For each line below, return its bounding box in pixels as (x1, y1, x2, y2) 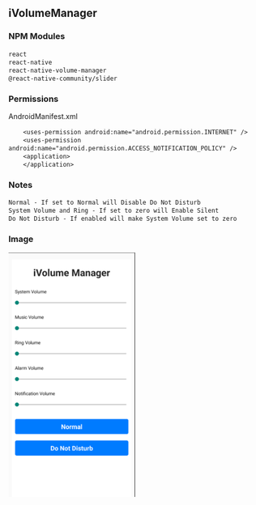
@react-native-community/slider (8, 74, 117, 83)
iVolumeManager (8, 6, 97, 20)
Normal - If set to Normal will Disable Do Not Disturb (8, 198, 201, 207)
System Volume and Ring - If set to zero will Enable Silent (8, 206, 220, 215)
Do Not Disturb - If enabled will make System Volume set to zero (8, 214, 237, 223)
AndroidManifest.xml (8, 111, 79, 121)
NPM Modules (8, 31, 66, 42)
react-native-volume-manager (8, 66, 107, 74)
